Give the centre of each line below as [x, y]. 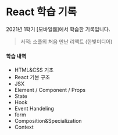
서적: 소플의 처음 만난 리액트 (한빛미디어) [66, 41]
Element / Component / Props [50, 90]
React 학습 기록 [42, 12]
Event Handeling [34, 109]
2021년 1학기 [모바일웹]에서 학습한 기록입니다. [58, 29]
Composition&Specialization [48, 121]
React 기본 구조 [32, 77]
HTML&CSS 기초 [34, 70]
